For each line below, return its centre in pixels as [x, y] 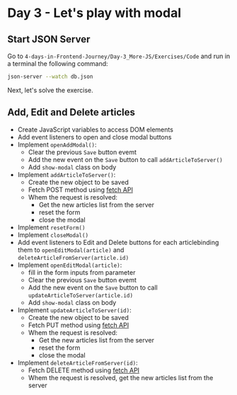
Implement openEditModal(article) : [70, 265]
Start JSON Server [49, 39]
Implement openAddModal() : [57, 144]
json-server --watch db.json [50, 76]
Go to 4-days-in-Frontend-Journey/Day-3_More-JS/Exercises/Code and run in [119, 56]
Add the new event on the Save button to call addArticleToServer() [125, 159]
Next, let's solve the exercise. [50, 90]
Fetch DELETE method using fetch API [84, 370]
